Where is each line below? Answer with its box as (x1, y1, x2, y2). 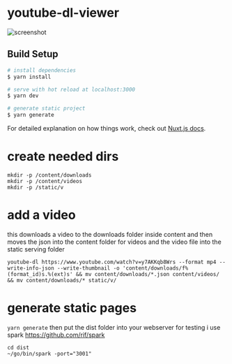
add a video (7, 208, 76, 223)
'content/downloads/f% (122, 264, 189, 272)
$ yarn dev (7, 92, 39, 99)
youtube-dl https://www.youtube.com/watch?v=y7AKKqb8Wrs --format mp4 (7, 259, 217, 265)
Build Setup (7, 48, 59, 60)
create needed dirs (7, 149, 119, 165)
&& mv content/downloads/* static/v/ (7, 277, 117, 284)
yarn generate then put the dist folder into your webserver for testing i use (7, 323, 221, 331)
